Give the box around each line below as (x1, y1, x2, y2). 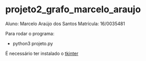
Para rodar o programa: (5, 30, 55, 36)
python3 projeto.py (12, 40, 53, 47)
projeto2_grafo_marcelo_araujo (5, 4, 141, 15)
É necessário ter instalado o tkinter (5, 50, 79, 56)
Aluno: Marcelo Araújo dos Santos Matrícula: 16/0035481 (5, 21, 125, 27)
